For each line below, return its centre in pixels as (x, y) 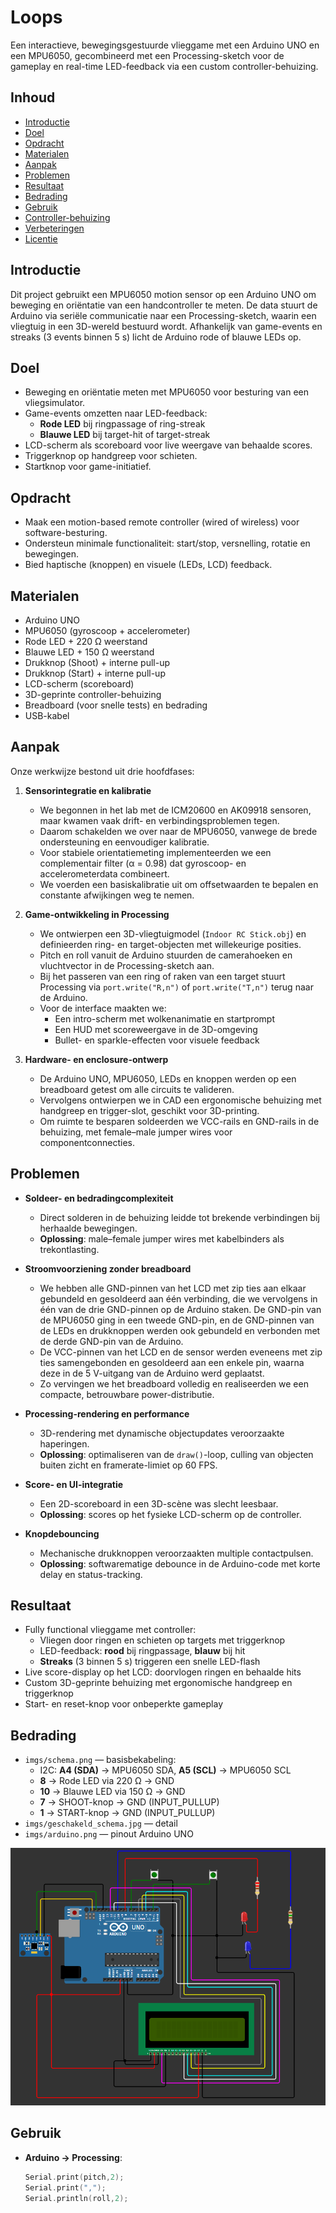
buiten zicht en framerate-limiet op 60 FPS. (128, 1465)
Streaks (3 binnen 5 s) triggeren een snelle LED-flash (150, 1662)
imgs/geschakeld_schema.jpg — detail (101, 1823)
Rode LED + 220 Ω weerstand (86, 641)
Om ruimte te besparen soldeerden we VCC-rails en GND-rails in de (179, 1121)
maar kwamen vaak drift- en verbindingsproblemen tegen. (159, 820)
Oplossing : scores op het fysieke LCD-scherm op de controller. (170, 1514)
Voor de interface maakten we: (103, 1008)
